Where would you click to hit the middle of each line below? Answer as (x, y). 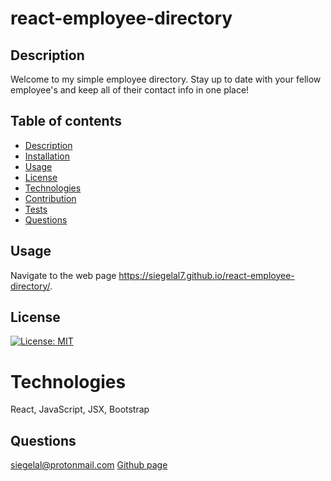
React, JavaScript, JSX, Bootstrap (80, 409)
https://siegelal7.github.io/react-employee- (206, 275)
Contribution (50, 198)
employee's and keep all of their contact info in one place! (130, 90)
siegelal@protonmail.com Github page (89, 465)
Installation (47, 156)
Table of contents (66, 121)
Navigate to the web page (63, 275)
